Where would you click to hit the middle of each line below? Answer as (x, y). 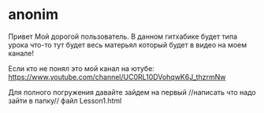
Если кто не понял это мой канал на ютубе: (82, 68)
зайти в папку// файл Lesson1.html (65, 100)
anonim (33, 15)
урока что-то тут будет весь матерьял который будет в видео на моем (127, 44)
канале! (21, 53)
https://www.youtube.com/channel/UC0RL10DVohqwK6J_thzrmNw (117, 77)
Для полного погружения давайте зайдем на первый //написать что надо (132, 92)
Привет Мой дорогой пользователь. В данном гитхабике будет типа (123, 36)
